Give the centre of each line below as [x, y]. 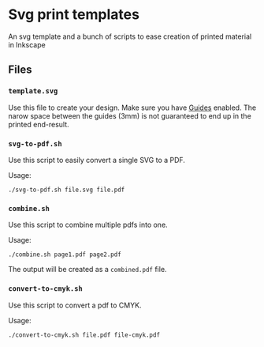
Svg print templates [74, 15]
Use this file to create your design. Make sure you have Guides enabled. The [132, 107]
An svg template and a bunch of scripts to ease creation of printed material [130, 36]
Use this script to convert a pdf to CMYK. [75, 305]
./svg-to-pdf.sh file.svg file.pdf [67, 190]
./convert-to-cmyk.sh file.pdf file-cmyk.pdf [84, 335]
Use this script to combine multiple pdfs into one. [88, 225]
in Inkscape [27, 44]
